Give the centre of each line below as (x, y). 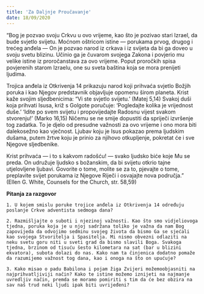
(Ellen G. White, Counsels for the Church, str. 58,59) (71, 182)
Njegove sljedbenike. (33, 144)
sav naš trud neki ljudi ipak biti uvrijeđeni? (68, 285)
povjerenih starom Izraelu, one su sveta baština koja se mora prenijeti (94, 67)
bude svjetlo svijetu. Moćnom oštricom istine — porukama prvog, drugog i (100, 41)
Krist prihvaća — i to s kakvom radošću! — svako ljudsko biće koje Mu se (98, 156)
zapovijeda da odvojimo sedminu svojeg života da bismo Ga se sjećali (98, 231)
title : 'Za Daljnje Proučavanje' (49, 12)
